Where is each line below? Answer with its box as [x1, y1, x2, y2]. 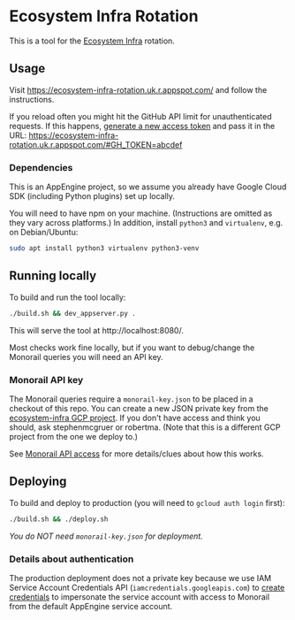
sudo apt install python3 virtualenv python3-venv [9, 244, 200, 253]
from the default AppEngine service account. [9, 601, 173, 611]
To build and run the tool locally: [9, 292, 126, 302]
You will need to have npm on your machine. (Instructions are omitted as [9, 208, 273, 218]
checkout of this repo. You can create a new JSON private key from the [9, 402, 269, 413]
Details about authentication [9, 553, 134, 565]
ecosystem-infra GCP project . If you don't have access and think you [9, 412, 261, 423]
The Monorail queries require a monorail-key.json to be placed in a [9, 394, 253, 404]
